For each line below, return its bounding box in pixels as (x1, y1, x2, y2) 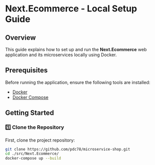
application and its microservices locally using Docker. (5, 52, 117, 58)
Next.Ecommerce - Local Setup (5, 3, 137, 14)
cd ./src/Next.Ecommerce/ (5, 151, 59, 157)
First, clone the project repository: (5, 137, 75, 143)
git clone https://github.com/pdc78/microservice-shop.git (5, 147, 131, 152)
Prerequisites (5, 66, 48, 75)
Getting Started (5, 109, 54, 117)
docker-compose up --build (5, 156, 61, 161)
